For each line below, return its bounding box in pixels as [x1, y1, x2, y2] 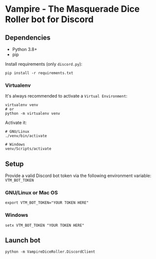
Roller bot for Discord [5, 14, 94, 25]
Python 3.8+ [12, 47, 38, 52]
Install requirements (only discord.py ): [5, 61, 82, 67]
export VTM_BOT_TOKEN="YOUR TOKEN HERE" [5, 200, 89, 206]
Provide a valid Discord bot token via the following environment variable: [5, 173, 152, 179]
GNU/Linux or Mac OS [5, 189, 58, 196]
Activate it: [5, 120, 27, 126]
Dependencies [5, 33, 51, 42]
